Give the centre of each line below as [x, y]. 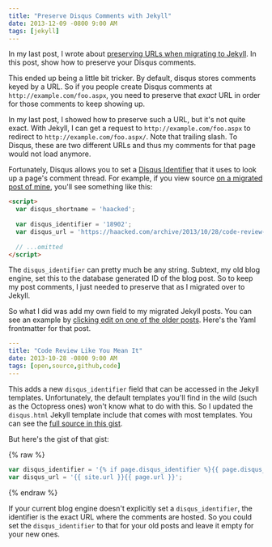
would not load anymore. [50, 154]
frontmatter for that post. [50, 329]
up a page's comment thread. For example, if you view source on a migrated [136, 178]
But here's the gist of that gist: [59, 439]
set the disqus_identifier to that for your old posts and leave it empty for [131, 525]
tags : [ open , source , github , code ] [65, 366]
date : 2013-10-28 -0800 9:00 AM [63, 358]
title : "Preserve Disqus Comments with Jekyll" [90, 16]
